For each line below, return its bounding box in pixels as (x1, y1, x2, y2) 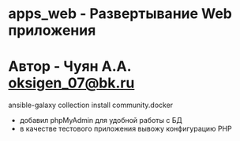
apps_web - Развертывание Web (8, 5, 233, 23)
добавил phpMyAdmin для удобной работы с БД (19, 116, 183, 125)
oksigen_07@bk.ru (8, 74, 135, 92)
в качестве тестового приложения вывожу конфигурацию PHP (19, 124, 232, 134)
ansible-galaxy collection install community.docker (8, 100, 174, 110)
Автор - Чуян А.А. (8, 58, 132, 76)
